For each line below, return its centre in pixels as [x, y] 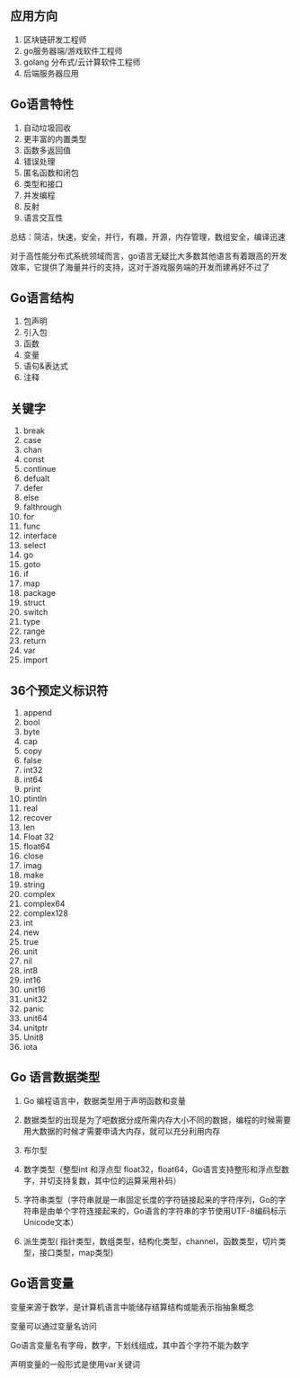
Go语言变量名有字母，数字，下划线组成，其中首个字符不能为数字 [130, 1345]
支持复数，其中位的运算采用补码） [118, 1180]
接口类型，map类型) [76, 1252]
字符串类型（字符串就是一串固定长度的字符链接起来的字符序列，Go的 [150, 1199]
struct [34, 603]
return [35, 641]
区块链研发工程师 [55, 40]
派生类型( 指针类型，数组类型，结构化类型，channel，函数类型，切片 [151, 1241]
